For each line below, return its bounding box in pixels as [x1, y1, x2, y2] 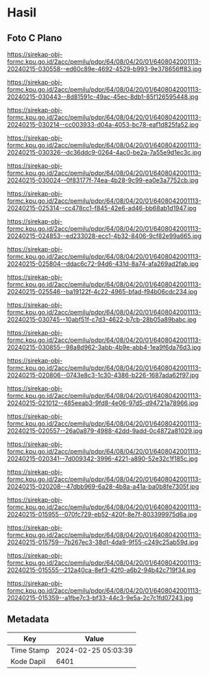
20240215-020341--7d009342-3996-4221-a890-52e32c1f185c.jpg [7, 454, 198, 463]
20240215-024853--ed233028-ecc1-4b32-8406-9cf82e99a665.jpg [7, 232, 202, 240]
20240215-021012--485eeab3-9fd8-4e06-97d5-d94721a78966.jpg [7, 399, 199, 407]
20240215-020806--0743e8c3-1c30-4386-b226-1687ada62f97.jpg [7, 371, 199, 379]
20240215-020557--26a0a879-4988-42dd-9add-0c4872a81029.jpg [7, 427, 203, 434]
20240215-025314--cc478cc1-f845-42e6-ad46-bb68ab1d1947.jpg [7, 204, 197, 212]
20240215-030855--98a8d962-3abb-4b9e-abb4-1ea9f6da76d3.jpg [7, 343, 201, 351]
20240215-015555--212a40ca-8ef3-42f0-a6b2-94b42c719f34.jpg [7, 566, 197, 574]
